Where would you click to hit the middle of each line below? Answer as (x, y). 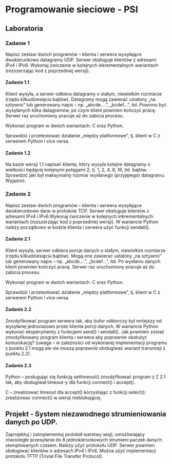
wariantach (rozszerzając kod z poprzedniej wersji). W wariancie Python (82, 222)
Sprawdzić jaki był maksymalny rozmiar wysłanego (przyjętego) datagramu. (85, 175)
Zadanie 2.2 (18, 309)
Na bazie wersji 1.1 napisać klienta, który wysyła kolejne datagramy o (78, 164)
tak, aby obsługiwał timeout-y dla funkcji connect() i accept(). (70, 382)
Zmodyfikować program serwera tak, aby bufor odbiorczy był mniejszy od (83, 320)
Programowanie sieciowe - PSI (72, 10)
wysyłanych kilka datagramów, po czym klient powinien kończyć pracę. (81, 110)
